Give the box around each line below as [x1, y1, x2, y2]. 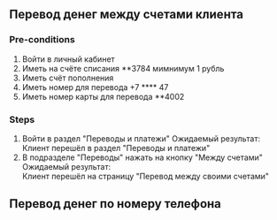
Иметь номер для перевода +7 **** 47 [21, 81, 169, 92]
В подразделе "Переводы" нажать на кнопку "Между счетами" [21, 152, 263, 163]
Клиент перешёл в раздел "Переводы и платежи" [21, 142, 211, 153]
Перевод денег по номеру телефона [9, 196, 221, 211]
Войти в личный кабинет [21, 53, 115, 64]
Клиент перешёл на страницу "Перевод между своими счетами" [21, 171, 270, 181]
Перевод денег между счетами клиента [9, 7, 244, 22]
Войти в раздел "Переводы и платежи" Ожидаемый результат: [21, 133, 261, 144]
